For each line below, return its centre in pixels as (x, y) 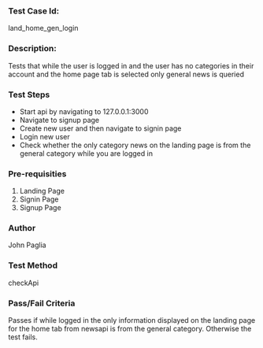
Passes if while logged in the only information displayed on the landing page (132, 320)
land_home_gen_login (43, 28)
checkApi (24, 283)
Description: (32, 49)
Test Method (33, 265)
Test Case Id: (34, 11)
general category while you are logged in (86, 153)
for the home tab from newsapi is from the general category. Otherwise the (130, 329)
